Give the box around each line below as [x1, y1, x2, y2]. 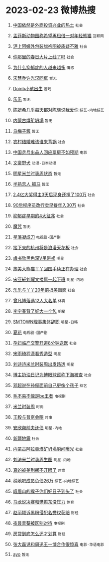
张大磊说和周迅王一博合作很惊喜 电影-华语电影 [12, 541, 105, 547]
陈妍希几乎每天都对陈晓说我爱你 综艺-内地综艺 [12, 107, 105, 113]
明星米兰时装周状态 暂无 [12, 170, 61, 176]
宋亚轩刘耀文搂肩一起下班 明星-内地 [12, 276, 84, 282]
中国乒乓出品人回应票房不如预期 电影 [12, 149, 88, 155]
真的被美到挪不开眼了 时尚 [12, 467, 66, 473]
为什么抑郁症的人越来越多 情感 [12, 64, 74, 70]
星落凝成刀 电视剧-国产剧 [12, 234, 61, 240]
